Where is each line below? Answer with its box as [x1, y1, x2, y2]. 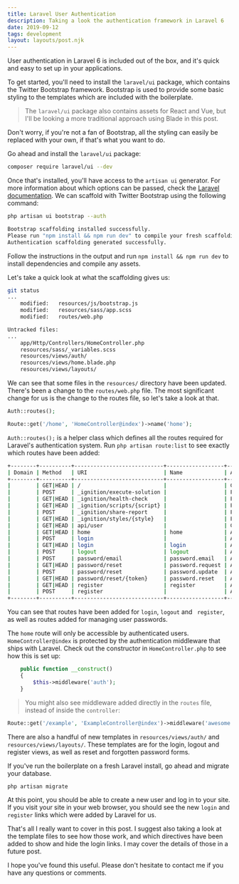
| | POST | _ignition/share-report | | [7, 509, 228, 516]
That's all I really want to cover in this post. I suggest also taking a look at [7, 824, 222, 833]
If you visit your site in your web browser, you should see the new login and [7, 803, 230, 812]
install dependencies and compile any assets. [7, 259, 141, 268]
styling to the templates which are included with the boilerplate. [7, 93, 193, 102]
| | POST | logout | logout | [7, 548, 228, 556]
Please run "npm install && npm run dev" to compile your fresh [7, 232, 202, 239]
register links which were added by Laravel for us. [7, 811, 156, 819]
